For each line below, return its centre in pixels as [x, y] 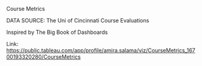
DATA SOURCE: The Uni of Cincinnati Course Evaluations [78, 20]
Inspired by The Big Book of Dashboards [57, 32]
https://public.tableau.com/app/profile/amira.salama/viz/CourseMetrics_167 [101, 50]
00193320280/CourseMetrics [44, 57]
